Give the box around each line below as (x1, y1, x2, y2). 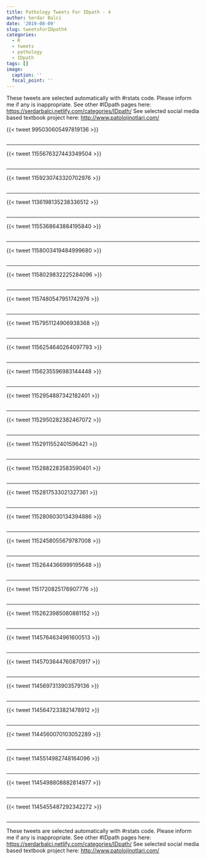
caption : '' (12, 72, 43, 78)
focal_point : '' (12, 77, 53, 84)
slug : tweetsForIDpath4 (6, 26, 67, 33)
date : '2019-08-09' (6, 20, 56, 26)
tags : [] (6, 60, 29, 66)
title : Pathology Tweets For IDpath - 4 (6, 9, 112, 15)
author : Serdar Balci (6, 15, 62, 21)
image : (6, 66, 23, 72)
